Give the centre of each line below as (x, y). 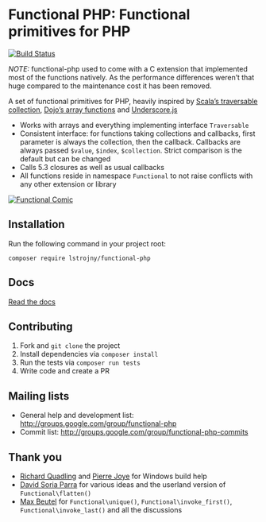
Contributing (40, 326)
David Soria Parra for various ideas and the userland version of (123, 485)
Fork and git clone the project (70, 346)
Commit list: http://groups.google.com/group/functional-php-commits (134, 432)
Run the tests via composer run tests (80, 362)
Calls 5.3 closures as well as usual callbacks (92, 167)
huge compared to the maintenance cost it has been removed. (110, 86)
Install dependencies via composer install (89, 354)
